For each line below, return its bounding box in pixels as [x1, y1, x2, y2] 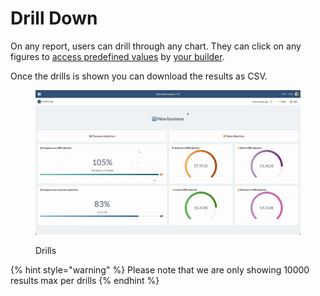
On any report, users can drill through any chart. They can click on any [10, 40, 302, 52]
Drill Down [10, 7, 98, 30]
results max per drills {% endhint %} [10, 274, 160, 286]
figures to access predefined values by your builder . [10, 50, 225, 62]
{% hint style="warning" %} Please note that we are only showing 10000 [10, 263, 310, 276]
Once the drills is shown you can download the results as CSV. [10, 70, 268, 82]
